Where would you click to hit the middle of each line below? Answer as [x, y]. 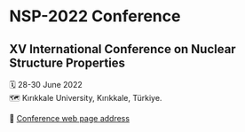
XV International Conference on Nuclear [123, 49]
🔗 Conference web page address [70, 118]
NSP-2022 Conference [95, 16]
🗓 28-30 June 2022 [46, 85]
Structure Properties [67, 62]
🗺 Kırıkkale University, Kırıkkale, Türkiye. [86, 98]
